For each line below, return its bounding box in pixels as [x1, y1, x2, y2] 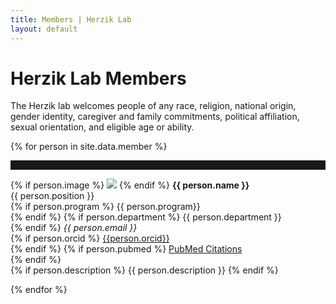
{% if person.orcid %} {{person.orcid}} [10, 232, 170, 245]
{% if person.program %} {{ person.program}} [10, 201, 201, 213]
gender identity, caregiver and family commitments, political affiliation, [10, 111, 300, 123]
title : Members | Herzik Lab [10, 14, 132, 25]
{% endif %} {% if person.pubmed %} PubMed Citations [10, 243, 243, 255]
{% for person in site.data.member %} [10, 141, 168, 153]
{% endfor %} [10, 284, 68, 296]
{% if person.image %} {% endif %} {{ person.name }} [10, 179, 250, 191]
